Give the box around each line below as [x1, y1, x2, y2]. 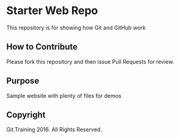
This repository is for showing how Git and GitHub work [6, 24, 146, 31]
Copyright [6, 110, 46, 120]
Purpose [6, 76, 40, 86]
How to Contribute [6, 42, 78, 52]
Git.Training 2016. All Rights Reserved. [6, 126, 103, 133]
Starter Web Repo [6, 4, 98, 18]
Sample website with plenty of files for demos [6, 92, 122, 99]
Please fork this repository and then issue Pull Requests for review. [6, 58, 175, 65]
